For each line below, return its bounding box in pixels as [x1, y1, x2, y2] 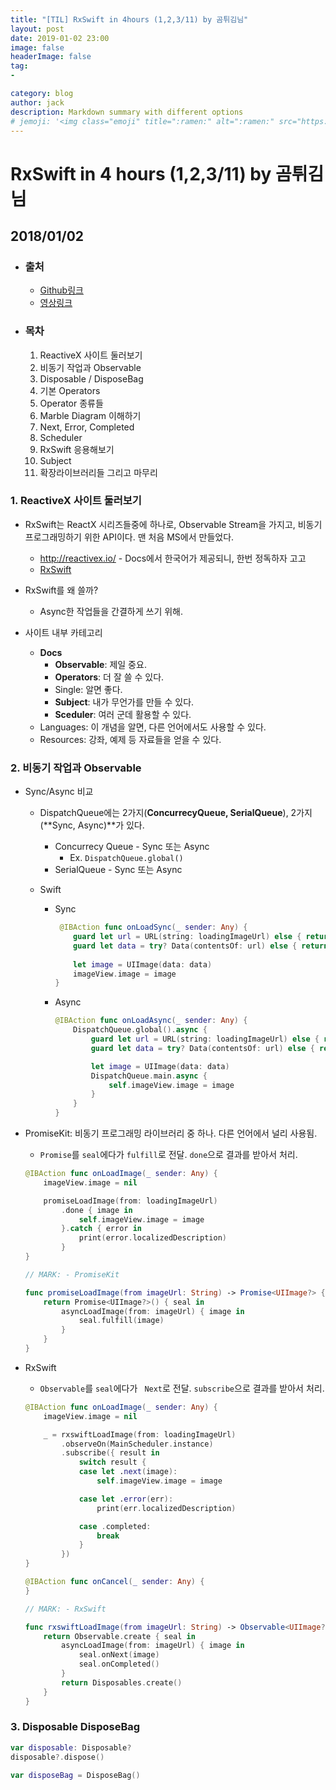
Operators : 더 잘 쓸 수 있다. [54, 671, 165, 683]
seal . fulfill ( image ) [78, 1316, 165, 1326]
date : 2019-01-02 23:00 [10, 33, 110, 43]
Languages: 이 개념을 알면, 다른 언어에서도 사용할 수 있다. [39, 721, 267, 733]
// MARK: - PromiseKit [24, 1269, 120, 1280]
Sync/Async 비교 [24, 786, 94, 798]
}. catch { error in [61, 1224, 142, 1234]
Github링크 [39, 284, 84, 296]
